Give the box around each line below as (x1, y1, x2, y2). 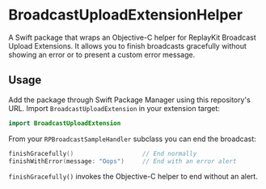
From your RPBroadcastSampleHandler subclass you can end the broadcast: (8, 134, 256, 144)
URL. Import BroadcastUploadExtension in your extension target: (8, 103, 221, 113)
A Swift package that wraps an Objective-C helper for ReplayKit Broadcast (8, 32, 256, 42)
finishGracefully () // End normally (8, 149, 197, 157)
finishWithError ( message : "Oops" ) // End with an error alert (8, 157, 237, 165)
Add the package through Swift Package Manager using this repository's (8, 95, 251, 105)
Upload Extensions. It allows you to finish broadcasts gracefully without (8, 41, 247, 50)
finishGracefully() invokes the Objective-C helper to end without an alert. (8, 172, 259, 182)
